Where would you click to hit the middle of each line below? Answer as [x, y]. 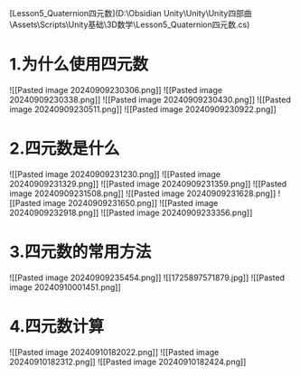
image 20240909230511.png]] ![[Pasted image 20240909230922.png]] [143, 109]
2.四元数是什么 [65, 149]
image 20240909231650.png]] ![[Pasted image [131, 202]
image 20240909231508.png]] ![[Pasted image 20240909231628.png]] [143, 193]
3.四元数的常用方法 [80, 252]
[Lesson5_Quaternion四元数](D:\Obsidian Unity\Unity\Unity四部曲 [131, 13]
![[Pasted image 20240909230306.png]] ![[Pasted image [116, 89]
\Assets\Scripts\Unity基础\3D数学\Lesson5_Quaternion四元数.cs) [130, 24]
